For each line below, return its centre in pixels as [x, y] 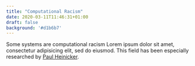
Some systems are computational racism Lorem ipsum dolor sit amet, [90, 44]
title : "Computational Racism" [45, 11]
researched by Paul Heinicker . [43, 57]
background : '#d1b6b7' [34, 28]
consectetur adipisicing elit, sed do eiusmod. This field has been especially [97, 51]
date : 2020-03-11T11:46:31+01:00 [47, 17]
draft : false [22, 22]
